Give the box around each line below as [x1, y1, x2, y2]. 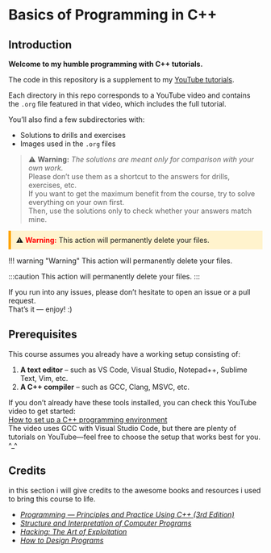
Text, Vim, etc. [19, 373, 69, 383]
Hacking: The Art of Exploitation [19, 526, 127, 536]
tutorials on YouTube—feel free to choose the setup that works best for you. [8, 432, 261, 442]
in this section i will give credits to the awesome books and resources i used [8, 485, 261, 495]
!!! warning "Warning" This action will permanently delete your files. [8, 256, 233, 266]
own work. [27, 163, 64, 173]
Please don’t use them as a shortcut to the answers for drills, [27, 172, 231, 181]
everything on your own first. [27, 198, 125, 207]
